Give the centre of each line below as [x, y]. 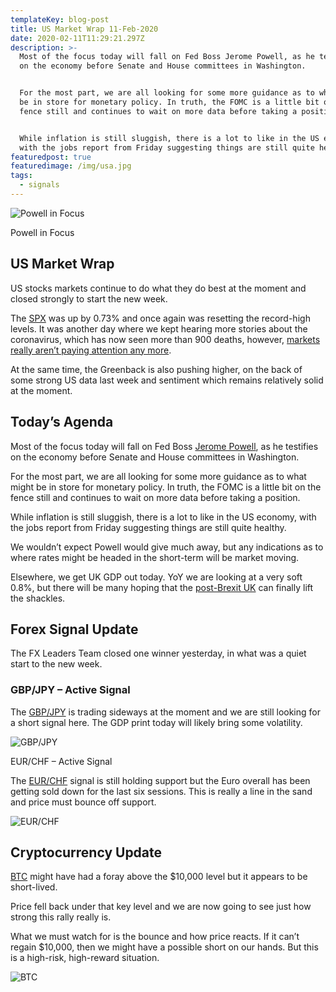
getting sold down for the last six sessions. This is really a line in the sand [161, 791]
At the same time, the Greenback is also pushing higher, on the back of [156, 369]
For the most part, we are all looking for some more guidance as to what [158, 476]
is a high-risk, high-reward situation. [85, 958]
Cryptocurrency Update [86, 852]
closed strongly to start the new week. [89, 298]
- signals [39, 185]
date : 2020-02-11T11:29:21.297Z [77, 38]
